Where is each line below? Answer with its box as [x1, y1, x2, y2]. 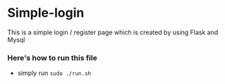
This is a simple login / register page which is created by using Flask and [7, 28, 219, 36]
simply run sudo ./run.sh [17, 69, 92, 78]
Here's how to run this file [7, 52, 97, 62]
